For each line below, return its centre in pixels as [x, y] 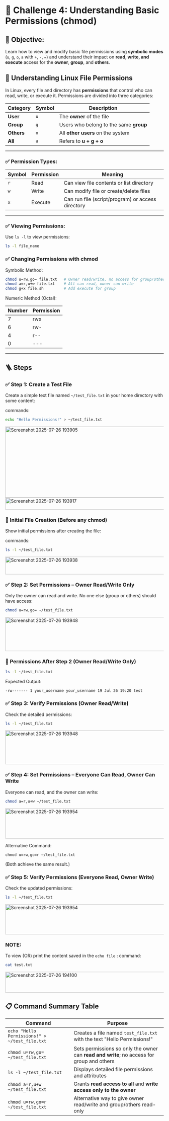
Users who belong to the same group [103, 124]
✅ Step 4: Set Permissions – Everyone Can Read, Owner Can [80, 775]
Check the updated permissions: [39, 888]
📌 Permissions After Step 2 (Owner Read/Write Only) [71, 662]
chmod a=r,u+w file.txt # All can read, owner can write [70, 284]
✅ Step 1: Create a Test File [38, 384]
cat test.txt [19, 965]
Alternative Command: [28, 845]
